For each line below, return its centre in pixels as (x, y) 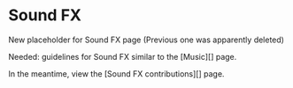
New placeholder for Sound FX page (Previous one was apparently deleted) (146, 40)
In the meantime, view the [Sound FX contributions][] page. (116, 73)
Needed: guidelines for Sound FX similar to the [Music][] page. (123, 56)
